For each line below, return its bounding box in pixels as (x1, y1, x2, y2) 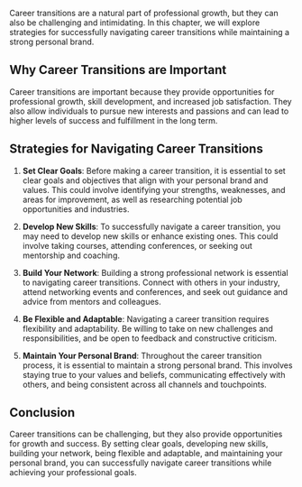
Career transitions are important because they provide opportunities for (9, 86, 275, 97)
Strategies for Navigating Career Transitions (9, 142, 263, 157)
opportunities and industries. (22, 203, 130, 215)
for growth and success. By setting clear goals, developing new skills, (9, 438, 269, 449)
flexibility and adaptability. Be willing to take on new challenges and (22, 323, 273, 334)
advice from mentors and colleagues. (22, 296, 162, 307)
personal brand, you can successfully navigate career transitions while (9, 457, 272, 468)
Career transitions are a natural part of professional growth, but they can (9, 8, 279, 18)
